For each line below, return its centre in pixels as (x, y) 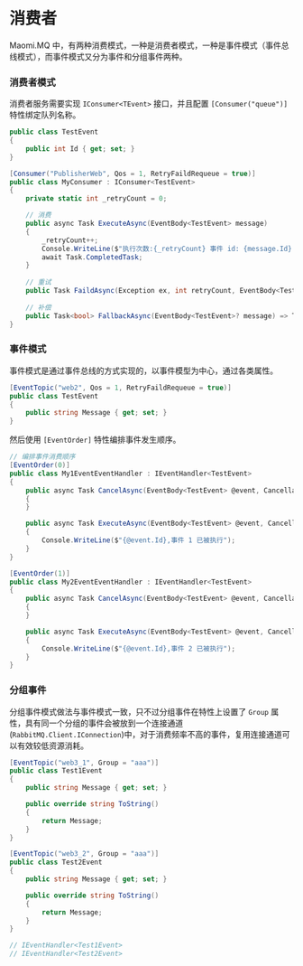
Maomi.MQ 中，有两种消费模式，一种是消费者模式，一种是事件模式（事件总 (149, 45)
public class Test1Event (56, 771)
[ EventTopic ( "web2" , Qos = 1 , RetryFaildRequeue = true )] (120, 388)
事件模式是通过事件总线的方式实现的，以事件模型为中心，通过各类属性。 (143, 370)
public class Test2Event (56, 863)
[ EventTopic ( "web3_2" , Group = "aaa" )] (84, 854)
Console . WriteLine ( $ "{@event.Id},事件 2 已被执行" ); (139, 648)
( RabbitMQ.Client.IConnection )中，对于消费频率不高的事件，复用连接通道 (146, 734)
